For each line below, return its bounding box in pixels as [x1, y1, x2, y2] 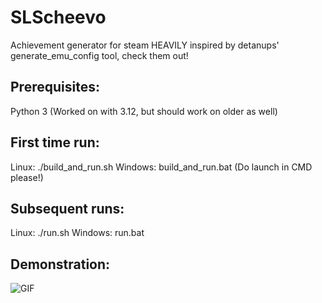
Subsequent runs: [10, 200, 125, 217]
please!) [10, 171, 44, 183]
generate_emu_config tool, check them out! [10, 49, 189, 61]
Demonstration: [10, 256, 111, 273]
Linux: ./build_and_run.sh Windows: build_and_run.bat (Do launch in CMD [10, 161, 313, 173]
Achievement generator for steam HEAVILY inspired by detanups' [10, 39, 280, 51]
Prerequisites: [10, 79, 100, 96]
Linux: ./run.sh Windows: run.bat [10, 227, 145, 239]
